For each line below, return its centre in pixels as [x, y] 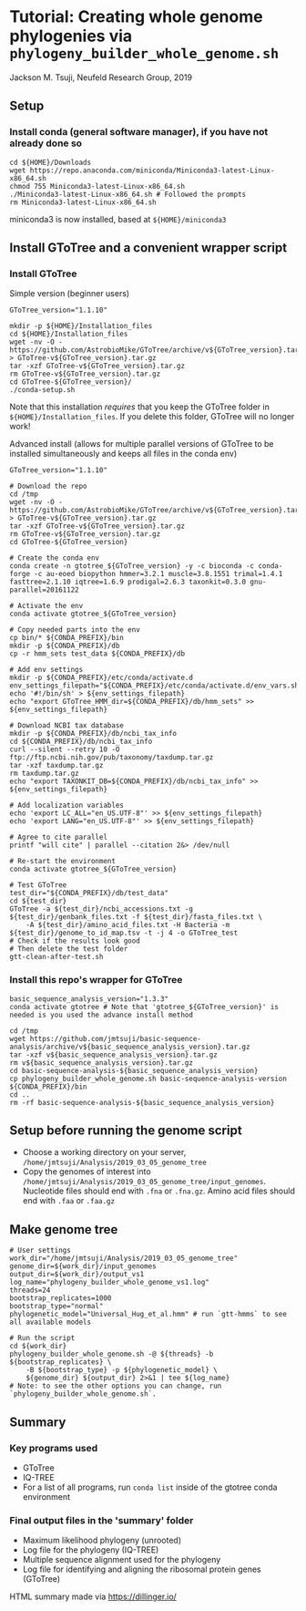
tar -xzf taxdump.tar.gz [56, 766]
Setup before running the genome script [126, 1131]
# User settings [40, 1251]
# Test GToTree [38, 885]
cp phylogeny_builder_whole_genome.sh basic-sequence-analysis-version [148, 1079]
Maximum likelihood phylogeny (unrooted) [102, 1540]
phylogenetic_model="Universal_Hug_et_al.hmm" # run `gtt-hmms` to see [148, 1315]
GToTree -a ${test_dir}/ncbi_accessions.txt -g [102, 909]
